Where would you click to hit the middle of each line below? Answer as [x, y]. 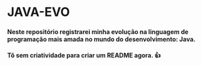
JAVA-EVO [39, 12]
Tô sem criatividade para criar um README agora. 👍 [84, 56]
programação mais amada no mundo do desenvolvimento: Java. [101, 39]
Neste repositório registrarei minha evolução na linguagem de [98, 31]
